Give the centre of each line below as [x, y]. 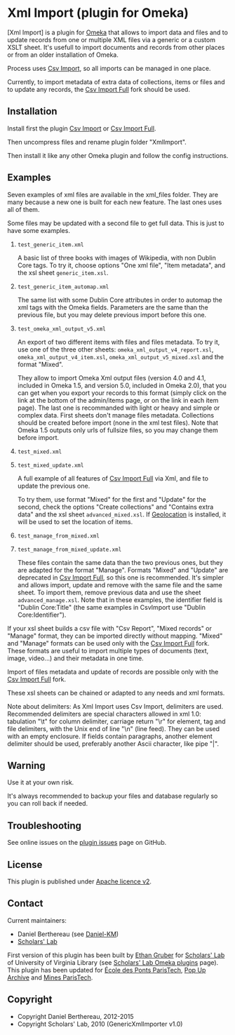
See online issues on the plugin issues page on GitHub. [87, 843]
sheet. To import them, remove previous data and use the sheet [109, 592]
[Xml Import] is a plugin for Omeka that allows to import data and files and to [117, 32]
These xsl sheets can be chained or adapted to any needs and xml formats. [116, 693]
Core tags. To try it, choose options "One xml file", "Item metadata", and [121, 265]
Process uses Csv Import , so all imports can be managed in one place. [109, 68]
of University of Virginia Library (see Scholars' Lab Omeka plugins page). [113, 962]
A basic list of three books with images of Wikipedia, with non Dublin [116, 258]
